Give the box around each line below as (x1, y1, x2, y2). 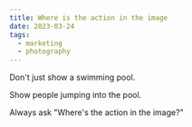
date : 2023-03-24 (9, 22, 75, 31)
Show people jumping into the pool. (9, 90, 142, 101)
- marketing (17, 38, 63, 48)
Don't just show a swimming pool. (9, 72, 136, 83)
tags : (9, 30, 30, 39)
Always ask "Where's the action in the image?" (9, 107, 184, 118)
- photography (17, 47, 71, 56)
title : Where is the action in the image (9, 13, 168, 23)
